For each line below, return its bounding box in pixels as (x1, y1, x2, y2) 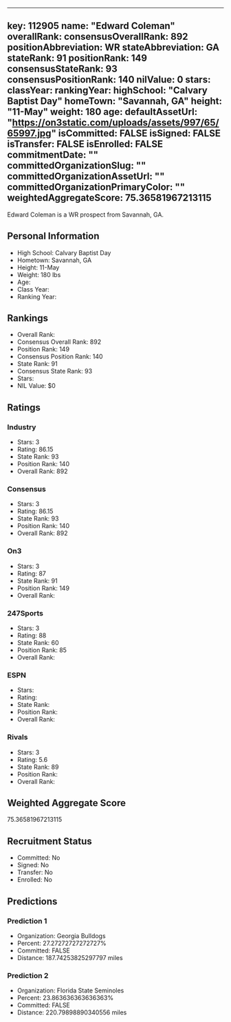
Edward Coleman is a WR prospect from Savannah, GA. (7, 210, 164, 219)
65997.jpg (7, 128, 52, 140)
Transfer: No (16, 868, 53, 877)
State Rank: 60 (16, 639, 60, 647)
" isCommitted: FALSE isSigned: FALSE (51, 128, 221, 140)
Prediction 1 (7, 916, 47, 926)
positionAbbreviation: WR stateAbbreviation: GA (7, 42, 220, 54)
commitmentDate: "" (7, 149, 98, 161)
